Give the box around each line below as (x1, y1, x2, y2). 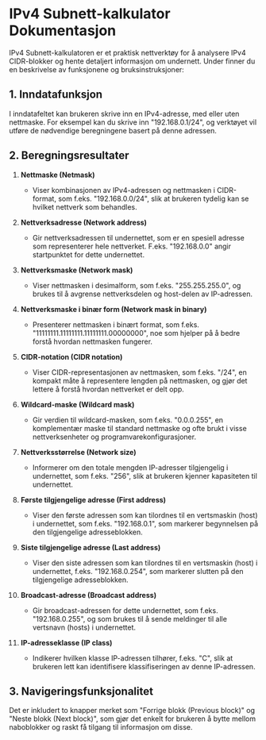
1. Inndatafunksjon (9, 88, 102, 102)
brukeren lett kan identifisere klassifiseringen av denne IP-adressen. (32, 661, 256, 671)
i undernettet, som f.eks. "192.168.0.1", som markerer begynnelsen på (32, 518, 259, 528)
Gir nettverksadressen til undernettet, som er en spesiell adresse (32, 233, 245, 242)
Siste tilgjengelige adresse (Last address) (20, 542, 161, 552)
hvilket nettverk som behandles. (32, 202, 137, 211)
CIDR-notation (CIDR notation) (20, 352, 123, 361)
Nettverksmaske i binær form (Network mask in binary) (20, 304, 207, 314)
